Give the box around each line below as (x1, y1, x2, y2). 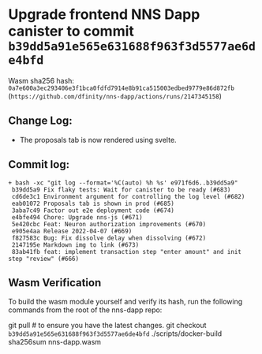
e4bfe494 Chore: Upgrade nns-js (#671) (11, 213, 144, 222)
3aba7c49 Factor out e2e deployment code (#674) (11, 207, 175, 214)
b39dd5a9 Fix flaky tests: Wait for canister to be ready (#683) (11, 185, 231, 194)
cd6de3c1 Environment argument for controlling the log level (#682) (11, 192, 245, 200)
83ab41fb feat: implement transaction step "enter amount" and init (11, 248, 242, 255)
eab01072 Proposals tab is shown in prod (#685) (11, 199, 175, 207)
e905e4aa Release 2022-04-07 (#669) (11, 227, 133, 235)
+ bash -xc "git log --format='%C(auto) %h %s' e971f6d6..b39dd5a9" (8, 179, 238, 187)
